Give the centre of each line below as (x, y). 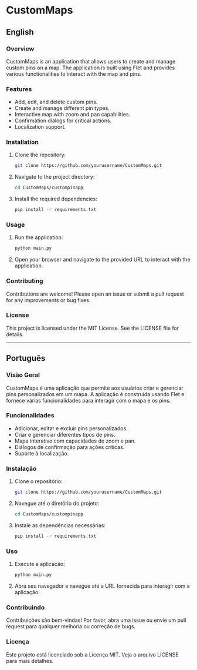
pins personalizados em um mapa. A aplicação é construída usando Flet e (95, 394)
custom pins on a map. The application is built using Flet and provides (91, 68)
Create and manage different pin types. (62, 108)
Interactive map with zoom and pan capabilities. (72, 115)
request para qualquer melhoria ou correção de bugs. (71, 627)
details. (15, 334)
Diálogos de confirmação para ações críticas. (69, 447)
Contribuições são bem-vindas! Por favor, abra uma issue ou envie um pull (96, 620)
